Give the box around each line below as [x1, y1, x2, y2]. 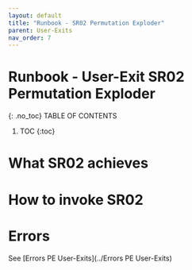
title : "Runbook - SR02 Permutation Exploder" [8, 19, 165, 27]
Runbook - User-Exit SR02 [8, 68, 185, 86]
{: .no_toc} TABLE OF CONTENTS [8, 111, 117, 121]
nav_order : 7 [8, 33, 52, 42]
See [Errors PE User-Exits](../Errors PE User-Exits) [8, 253, 173, 263]
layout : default [8, 11, 62, 20]
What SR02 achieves [8, 154, 149, 172]
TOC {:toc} [19, 126, 56, 136]
